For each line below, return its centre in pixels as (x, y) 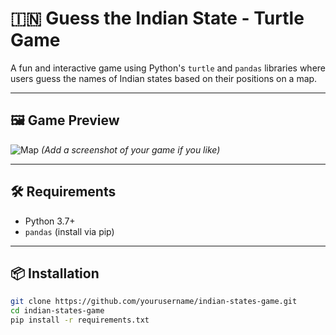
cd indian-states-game (57, 311)
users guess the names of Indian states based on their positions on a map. (164, 78)
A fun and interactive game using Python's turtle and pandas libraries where (168, 68)
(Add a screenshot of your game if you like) (131, 149)
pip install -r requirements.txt (80, 320)
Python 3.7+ (50, 221)
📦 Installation (55, 273)
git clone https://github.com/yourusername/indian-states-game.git (154, 302)
